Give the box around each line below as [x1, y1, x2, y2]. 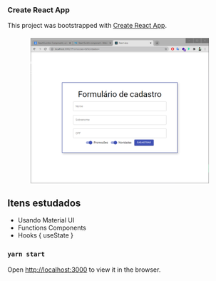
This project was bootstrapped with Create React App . [7, 21, 168, 30]
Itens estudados [7, 198, 81, 210]
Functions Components [17, 223, 87, 233]
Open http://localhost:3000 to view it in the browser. [7, 265, 161, 274]
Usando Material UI [17, 216, 75, 225]
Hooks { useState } [17, 231, 73, 240]
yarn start [7, 250, 45, 258]
